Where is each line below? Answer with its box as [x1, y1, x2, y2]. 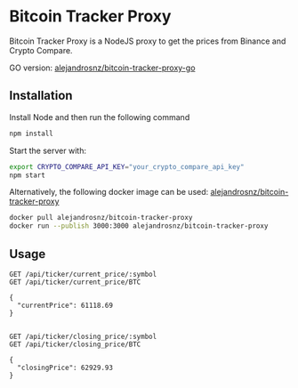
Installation [9, 88, 73, 103]
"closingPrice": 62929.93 [17, 363, 114, 372]
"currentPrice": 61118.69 [17, 301, 114, 310]
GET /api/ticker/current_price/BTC [9, 278, 141, 287]
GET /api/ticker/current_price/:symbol [9, 270, 157, 279]
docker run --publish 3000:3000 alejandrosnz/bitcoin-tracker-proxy [9, 222, 269, 230]
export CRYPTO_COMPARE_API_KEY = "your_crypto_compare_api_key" [9, 162, 245, 171]
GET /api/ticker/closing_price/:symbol [9, 332, 157, 341]
